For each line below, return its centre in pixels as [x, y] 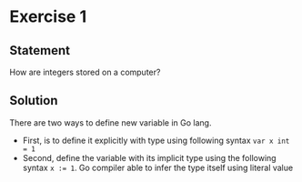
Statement [40, 51]
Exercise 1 [48, 17]
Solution [34, 101]
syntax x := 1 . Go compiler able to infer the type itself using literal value [158, 167]
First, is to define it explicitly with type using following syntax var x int [156, 140]
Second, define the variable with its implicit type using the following [149, 157]
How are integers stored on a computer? [85, 72]
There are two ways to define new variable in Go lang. [111, 122]
